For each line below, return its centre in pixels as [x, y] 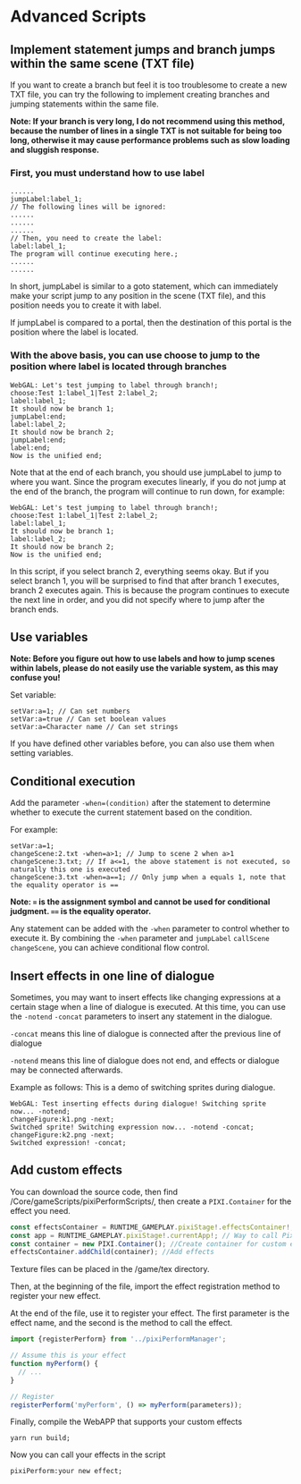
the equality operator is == [64, 886]
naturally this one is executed [70, 869]
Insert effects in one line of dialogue [113, 975]
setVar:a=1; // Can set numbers [70, 712]
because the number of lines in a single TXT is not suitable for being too [146, 131]
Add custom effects [67, 1170]
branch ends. [34, 609]
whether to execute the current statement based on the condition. [131, 812]
